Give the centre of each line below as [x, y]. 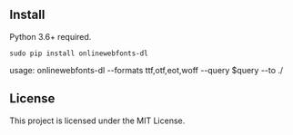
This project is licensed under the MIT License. [97, 121]
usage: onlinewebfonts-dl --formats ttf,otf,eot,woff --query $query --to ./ [146, 70]
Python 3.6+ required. [51, 36]
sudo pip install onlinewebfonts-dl [79, 53]
